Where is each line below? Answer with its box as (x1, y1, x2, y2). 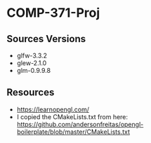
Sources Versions (6, 33, 86, 45)
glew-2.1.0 (16, 59, 47, 67)
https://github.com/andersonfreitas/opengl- (16, 120, 144, 128)
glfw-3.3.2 (16, 51, 47, 60)
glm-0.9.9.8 (16, 67, 51, 74)
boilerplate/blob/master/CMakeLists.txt (16, 128, 131, 136)
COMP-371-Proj (6, 5, 100, 21)
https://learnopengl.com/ (16, 105, 89, 114)
